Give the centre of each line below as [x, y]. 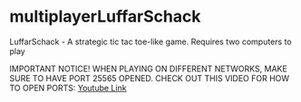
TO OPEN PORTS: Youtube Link [68, 88]
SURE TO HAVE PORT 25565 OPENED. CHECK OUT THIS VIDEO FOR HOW [150, 78]
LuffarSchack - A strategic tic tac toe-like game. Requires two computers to [150, 42]
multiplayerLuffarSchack [105, 17]
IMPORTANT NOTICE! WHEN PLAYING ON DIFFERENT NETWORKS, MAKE [148, 69]
